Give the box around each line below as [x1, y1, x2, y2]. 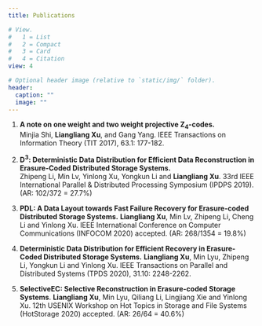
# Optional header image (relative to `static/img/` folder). [8, 76, 216, 84]
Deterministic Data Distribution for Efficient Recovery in [19, 244, 206, 253]
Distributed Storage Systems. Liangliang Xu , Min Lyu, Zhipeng [43, 252, 249, 262]
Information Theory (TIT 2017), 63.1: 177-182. [19, 138, 165, 148]
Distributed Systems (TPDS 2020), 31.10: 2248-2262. [19, 269, 191, 278]
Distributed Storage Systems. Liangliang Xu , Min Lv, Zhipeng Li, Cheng [19, 211, 254, 221]
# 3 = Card [8, 48, 51, 56]
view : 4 [8, 62, 34, 71]
